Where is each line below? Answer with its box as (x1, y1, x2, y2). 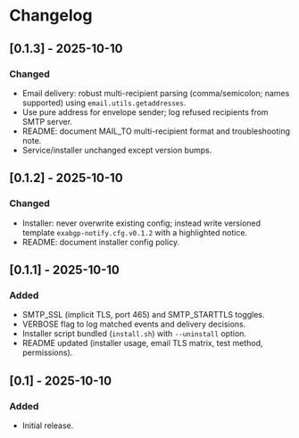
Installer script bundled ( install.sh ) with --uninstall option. (21, 328, 247, 339)
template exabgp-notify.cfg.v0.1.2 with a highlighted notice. (21, 227, 248, 237)
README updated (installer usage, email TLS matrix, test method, (21, 338, 263, 349)
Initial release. (21, 420, 74, 431)
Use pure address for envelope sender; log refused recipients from (21, 106, 270, 117)
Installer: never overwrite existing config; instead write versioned (21, 218, 262, 228)
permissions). (21, 347, 73, 358)
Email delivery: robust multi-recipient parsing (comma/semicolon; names (21, 87, 290, 98)
